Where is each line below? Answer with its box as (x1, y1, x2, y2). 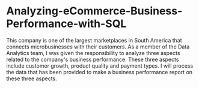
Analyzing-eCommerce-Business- (6, 4, 183, 18)
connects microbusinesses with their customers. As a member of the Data (6, 43, 190, 50)
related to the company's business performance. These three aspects (6, 56, 179, 63)
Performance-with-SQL (6, 17, 127, 31)
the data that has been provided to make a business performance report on (6, 68, 193, 75)
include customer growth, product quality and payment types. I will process (6, 62, 194, 69)
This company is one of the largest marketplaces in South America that (6, 37, 182, 44)
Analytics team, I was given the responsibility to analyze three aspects (6, 49, 180, 56)
